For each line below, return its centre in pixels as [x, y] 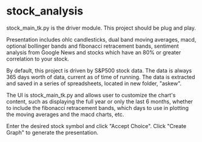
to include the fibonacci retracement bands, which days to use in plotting [98, 108]
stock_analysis [45, 11]
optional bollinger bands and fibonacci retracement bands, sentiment [93, 46]
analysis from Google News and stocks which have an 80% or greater [94, 52]
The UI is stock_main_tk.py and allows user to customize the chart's [91, 95]
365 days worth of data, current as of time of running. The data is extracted [101, 77]
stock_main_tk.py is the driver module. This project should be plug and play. [101, 28]
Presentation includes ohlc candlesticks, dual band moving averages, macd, [101, 39]
